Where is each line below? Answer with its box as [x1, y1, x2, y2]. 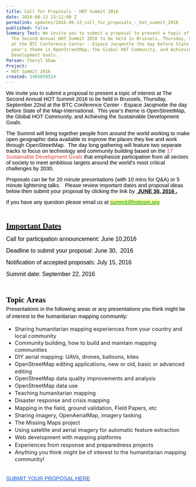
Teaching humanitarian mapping [14, 390, 96, 397]
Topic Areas [6, 295, 46, 304]
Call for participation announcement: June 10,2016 [6, 235, 137, 243]
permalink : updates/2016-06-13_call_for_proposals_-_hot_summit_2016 [6, 19, 179, 25]
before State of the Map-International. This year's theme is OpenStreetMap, [6, 108, 186, 114]
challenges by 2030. [6, 165, 54, 172]
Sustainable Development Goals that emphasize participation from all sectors [6, 153, 188, 160]
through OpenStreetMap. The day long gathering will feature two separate [6, 142, 182, 149]
